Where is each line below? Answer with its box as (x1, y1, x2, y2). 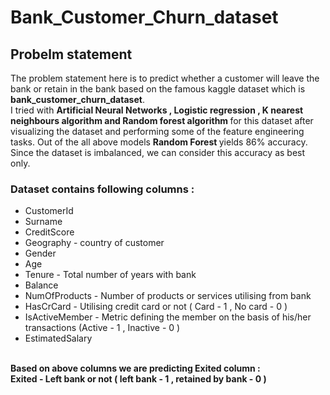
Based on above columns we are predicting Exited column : (10, 362, 261, 375)
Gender (24, 247, 57, 260)
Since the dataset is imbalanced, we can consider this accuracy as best (10, 147, 306, 158)
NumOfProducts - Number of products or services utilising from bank (24, 290, 312, 302)
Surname (24, 216, 63, 228)
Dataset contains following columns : (10, 182, 195, 196)
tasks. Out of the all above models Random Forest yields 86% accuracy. (10, 136, 308, 148)
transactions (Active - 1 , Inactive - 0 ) (24, 322, 181, 334)
